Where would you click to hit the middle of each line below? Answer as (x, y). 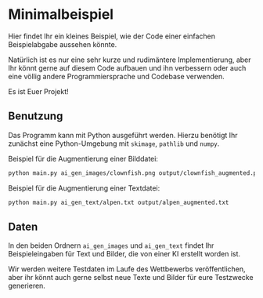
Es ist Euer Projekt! (38, 91)
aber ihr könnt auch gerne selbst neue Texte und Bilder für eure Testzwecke (131, 278)
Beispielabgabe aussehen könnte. (63, 44)
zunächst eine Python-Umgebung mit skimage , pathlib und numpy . (114, 144)
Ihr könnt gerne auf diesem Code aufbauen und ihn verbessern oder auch (127, 67)
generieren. (27, 286)
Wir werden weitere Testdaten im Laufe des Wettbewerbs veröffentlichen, (127, 269)
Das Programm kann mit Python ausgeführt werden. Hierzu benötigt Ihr (123, 135)
